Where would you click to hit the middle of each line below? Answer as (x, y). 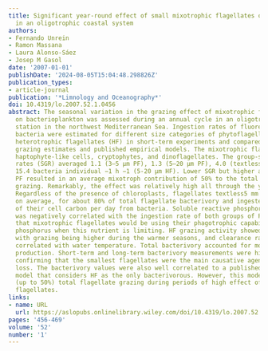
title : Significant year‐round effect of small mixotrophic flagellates (132, 16)
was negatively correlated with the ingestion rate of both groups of (135, 216)
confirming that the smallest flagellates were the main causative (130, 260)
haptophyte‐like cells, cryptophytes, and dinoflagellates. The (124, 156)
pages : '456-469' (37, 320)
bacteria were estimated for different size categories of (116, 134)
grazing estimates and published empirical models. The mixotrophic (132, 149)
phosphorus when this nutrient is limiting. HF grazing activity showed (139, 231)
